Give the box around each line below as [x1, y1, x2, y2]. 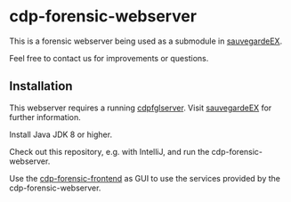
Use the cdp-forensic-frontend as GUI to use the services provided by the [9, 173, 280, 183]
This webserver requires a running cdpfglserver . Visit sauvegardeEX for [9, 102, 272, 113]
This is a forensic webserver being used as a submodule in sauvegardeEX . [9, 36, 283, 46]
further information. [9, 111, 82, 122]
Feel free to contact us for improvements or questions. [9, 53, 209, 63]
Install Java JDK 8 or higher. [9, 129, 113, 140]
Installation [9, 78, 73, 94]
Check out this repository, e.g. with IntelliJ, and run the [9, 146, 210, 157]
